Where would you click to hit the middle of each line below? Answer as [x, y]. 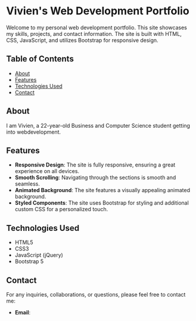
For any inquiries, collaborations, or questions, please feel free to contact [96, 294]
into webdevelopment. [34, 132]
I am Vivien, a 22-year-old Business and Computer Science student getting [98, 125]
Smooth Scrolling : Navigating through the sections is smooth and [95, 178]
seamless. [27, 184]
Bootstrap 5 [29, 261]
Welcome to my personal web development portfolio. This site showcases [97, 27]
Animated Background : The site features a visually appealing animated [102, 190]
